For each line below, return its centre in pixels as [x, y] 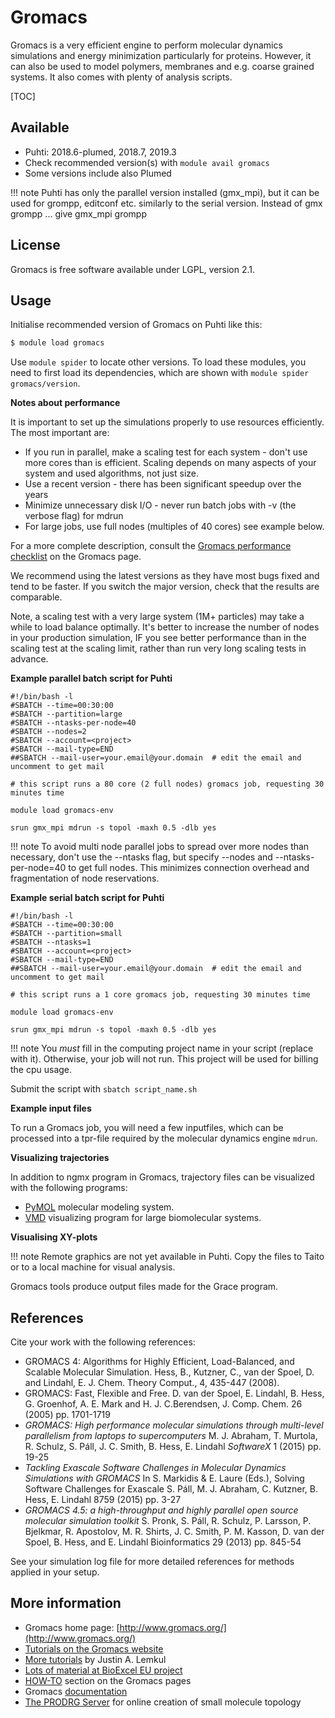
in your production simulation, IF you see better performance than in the [158, 638]
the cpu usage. [41, 1070]
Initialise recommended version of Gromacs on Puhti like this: [136, 325]
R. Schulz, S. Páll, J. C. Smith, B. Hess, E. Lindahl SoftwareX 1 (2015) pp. [173, 1447]
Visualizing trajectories [60, 1158]
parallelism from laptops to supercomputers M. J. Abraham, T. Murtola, [171, 1436]
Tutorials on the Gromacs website [94, 1648]
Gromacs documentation [76, 1691]
